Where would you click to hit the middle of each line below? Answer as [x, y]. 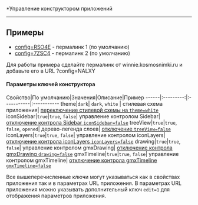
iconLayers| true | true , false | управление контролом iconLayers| [86, 135]
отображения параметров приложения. [56, 196]
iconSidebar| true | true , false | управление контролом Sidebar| [83, 116]
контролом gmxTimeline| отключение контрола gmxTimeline [82, 160]
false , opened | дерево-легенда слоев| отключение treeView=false [88, 129]
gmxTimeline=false [29, 166]
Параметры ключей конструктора [51, 84]
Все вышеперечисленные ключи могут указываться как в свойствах [93, 177]
